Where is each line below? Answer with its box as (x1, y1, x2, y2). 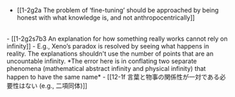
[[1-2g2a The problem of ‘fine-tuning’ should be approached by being (16, 6, 219, 14)
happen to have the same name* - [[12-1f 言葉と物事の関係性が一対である (6, 73, 220, 81)
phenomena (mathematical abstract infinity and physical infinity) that (6, 65, 206, 72)
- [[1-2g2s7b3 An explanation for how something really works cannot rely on (6, 34, 228, 43)
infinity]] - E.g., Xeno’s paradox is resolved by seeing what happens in (6, 42, 209, 50)
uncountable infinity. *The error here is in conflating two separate (6, 57, 198, 65)
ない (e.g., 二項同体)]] (25, 82, 88, 90)
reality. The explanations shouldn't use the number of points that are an (6, 49, 214, 58)
